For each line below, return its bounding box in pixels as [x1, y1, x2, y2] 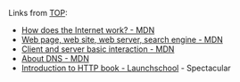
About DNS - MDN [21, 53, 90, 63]
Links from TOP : [8, 8, 68, 18]
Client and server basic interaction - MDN [21, 44, 175, 54]
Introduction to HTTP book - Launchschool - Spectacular [21, 62, 231, 73]
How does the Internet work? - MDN [21, 25, 155, 35]
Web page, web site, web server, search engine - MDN [21, 35, 224, 45]
